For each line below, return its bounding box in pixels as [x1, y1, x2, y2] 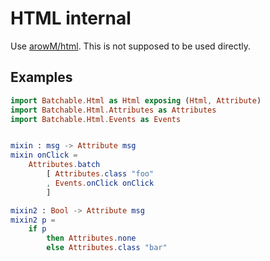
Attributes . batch [28, 160, 101, 170]
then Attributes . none [46, 233, 137, 244]
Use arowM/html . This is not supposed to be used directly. [10, 40, 252, 52]
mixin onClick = [10, 150, 78, 161]
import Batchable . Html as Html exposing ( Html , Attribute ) [10, 95, 262, 106]
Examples [10, 69, 73, 86]
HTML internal [10, 7, 132, 30]
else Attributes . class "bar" [46, 243, 168, 253]
